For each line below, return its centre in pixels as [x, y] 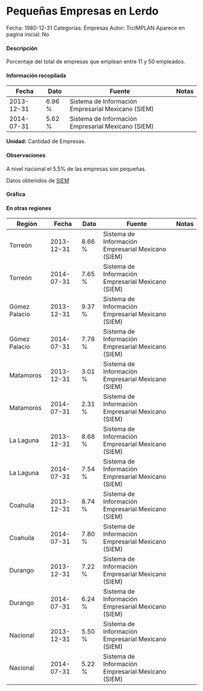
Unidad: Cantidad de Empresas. [46, 141]
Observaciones [26, 155]
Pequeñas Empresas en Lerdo [82, 11]
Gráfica [16, 194]
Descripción [22, 48]
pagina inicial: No [28, 34]
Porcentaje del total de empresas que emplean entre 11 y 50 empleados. [96, 62]
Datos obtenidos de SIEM [38, 180]
